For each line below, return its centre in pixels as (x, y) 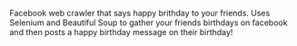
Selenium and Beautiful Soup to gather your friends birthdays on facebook (148, 23)
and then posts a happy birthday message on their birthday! (121, 32)
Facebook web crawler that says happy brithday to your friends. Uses (140, 13)
